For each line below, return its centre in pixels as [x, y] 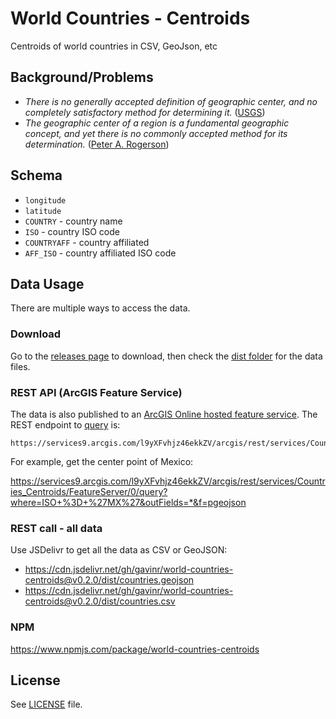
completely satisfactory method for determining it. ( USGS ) [145, 112]
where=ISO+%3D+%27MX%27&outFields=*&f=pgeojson [128, 502]
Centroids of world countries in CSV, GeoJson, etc [114, 46]
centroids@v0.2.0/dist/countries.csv [100, 601]
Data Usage [47, 283]
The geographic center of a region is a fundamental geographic [157, 123]
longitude [45, 200]
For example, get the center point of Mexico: [102, 461]
